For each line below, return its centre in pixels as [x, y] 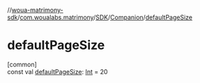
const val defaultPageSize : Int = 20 [57, 71]
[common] [22, 64]
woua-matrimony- [38, 10]
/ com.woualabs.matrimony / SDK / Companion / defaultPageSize [105, 17]
